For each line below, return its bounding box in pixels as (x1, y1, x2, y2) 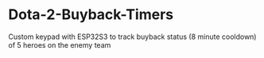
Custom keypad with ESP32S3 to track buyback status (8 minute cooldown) (8, 32, 257, 41)
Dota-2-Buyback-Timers (8, 6, 173, 24)
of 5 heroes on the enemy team (8, 40, 111, 49)
